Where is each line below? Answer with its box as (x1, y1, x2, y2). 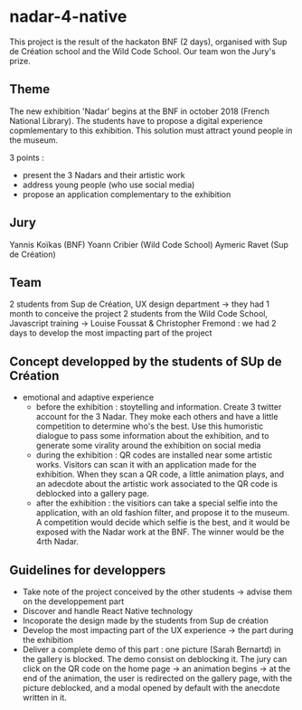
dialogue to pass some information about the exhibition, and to (35, 431, 269, 441)
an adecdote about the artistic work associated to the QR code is (35, 478, 278, 489)
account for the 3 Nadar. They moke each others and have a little (35, 412, 278, 422)
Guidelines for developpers (9, 563, 166, 578)
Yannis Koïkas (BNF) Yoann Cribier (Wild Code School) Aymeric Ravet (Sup (9, 239, 289, 250)
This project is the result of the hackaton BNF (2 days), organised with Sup (9, 36, 288, 47)
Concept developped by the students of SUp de (9, 354, 282, 369)
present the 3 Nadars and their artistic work (22, 169, 185, 180)
